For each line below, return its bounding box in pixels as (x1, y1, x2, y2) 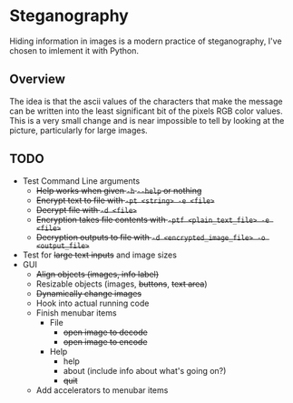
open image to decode (63, 327, 148, 338)
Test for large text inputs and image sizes (22, 249, 177, 260)
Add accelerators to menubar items (35, 384, 169, 396)
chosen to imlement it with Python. (9, 45, 139, 55)
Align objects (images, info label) (35, 268, 160, 279)
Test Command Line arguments (22, 175, 141, 186)
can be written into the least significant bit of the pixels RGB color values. (9, 106, 283, 116)
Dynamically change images (35, 287, 142, 298)
